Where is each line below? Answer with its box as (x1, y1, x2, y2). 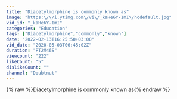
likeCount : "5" (6, 58, 44, 64)
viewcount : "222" (6, 53, 49, 59)
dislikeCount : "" (6, 64, 49, 70)
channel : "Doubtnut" (6, 70, 58, 76)
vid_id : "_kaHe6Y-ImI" (6, 20, 63, 26)
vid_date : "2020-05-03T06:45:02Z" (6, 42, 92, 48)
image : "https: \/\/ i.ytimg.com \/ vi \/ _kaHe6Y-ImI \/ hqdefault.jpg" (6, 14, 172, 20)
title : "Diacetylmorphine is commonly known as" (6, 8, 129, 15)
